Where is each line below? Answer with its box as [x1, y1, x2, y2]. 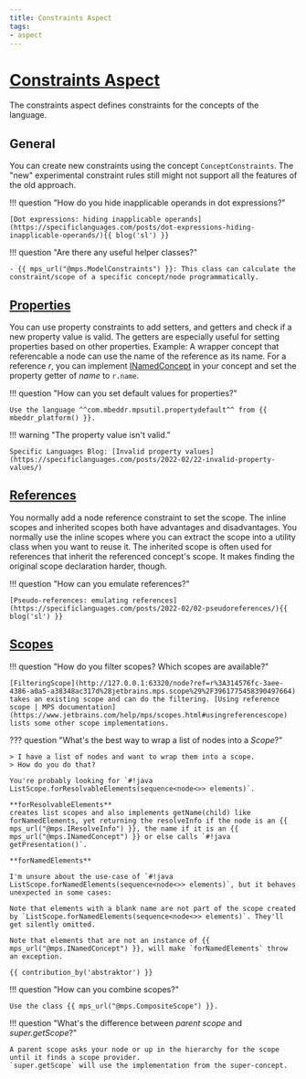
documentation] [58, 702, 117, 712]
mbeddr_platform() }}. [9, 413, 96, 423]
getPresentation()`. [9, 840, 89, 849]
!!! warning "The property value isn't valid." [9, 429, 171, 440]
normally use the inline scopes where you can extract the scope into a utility [9, 531, 297, 542]
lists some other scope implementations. [9, 718, 170, 728]
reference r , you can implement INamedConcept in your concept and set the [9, 360, 297, 371]
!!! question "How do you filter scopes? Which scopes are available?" [9, 661, 269, 672]
